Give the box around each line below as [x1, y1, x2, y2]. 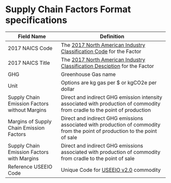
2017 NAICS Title [8, 59, 50, 66]
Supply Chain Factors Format [5, 4, 131, 15]
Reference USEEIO [8, 163, 52, 170]
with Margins [8, 154, 39, 162]
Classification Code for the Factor [61, 47, 141, 55]
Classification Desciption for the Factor [61, 62, 154, 69]
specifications [5, 14, 68, 26]
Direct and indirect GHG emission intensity [61, 93, 162, 100]
